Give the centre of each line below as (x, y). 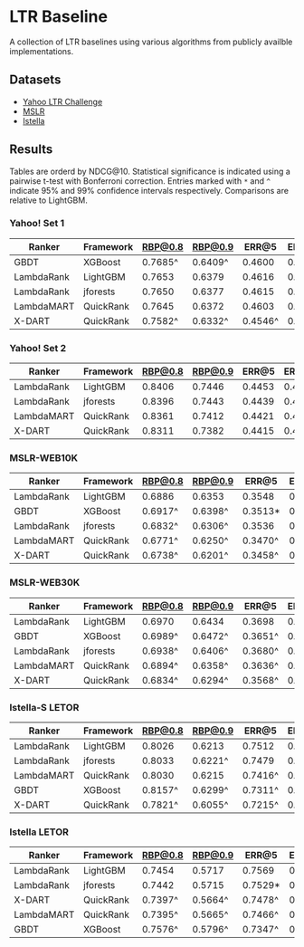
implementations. (42, 51)
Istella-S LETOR (44, 707)
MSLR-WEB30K (45, 583)
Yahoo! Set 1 (37, 224)
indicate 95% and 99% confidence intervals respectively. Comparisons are (149, 190)
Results (31, 150)
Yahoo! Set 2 (38, 348)
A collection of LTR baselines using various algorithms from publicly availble (151, 42)
